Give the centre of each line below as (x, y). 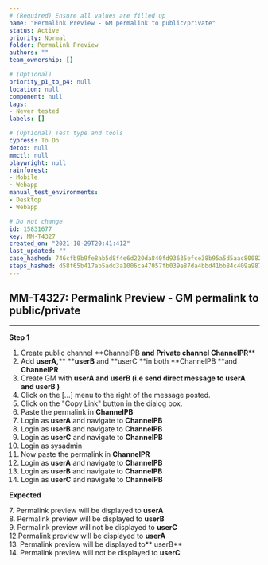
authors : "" (29, 53)
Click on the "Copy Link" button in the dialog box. (101, 403)
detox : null (29, 148)
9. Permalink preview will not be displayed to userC (93, 527)
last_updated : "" (38, 251)
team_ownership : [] (41, 60)
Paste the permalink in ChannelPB (77, 411)
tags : (18, 104)
